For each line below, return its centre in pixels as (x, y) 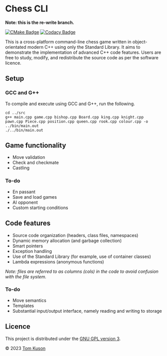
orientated (16, 47)
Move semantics (29, 300)
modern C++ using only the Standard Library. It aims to (84, 47)
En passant (24, 192)
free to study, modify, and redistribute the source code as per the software (82, 57)
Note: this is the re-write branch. (40, 22)
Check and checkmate (35, 163)
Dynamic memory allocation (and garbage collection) (67, 240)
